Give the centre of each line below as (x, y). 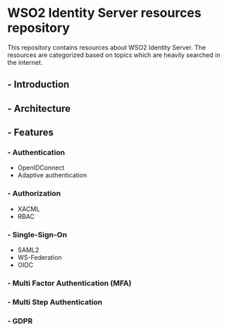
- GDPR (20, 320)
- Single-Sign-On (37, 235)
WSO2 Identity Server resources (104, 13)
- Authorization (34, 194)
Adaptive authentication (52, 175)
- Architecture (39, 108)
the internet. (25, 62)
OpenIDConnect (41, 168)
